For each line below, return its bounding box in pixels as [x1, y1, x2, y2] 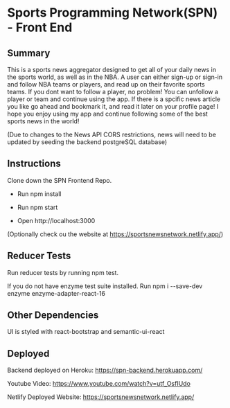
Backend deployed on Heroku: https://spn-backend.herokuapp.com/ [7, 366, 203, 375]
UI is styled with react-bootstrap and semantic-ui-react [7, 328, 165, 336]
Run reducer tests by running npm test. [7, 268, 119, 276]
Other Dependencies [7, 310, 99, 321]
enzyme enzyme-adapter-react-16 [7, 289, 106, 297]
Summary [7, 47, 51, 59]
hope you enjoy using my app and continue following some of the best [7, 109, 208, 118]
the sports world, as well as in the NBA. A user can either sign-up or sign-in [7, 73, 223, 81]
